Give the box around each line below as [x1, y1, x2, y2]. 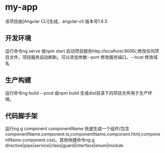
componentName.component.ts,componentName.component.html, [5, 131, 141, 137]
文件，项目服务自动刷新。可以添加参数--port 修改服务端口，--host [9, 54, 144, 60]
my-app [5, 1, 38, 13]
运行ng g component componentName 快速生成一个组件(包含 [5, 126, 130, 131]
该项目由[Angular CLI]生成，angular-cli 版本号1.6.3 [5, 18, 107, 24]
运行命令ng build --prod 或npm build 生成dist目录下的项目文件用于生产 [5, 90, 148, 96]
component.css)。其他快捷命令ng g [22, 137, 95, 143]
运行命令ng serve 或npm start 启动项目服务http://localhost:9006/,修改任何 [5, 48, 155, 54]
